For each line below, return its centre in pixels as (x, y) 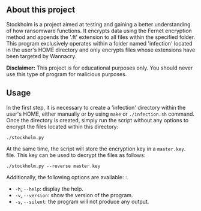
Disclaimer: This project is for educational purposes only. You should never (100, 68)
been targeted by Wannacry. (41, 56)
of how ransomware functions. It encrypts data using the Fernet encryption (99, 31)
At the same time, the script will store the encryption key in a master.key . (96, 149)
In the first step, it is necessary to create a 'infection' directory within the (96, 107)
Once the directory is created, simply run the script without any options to (97, 120)
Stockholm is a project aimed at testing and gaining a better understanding (98, 24)
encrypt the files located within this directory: (62, 126)
